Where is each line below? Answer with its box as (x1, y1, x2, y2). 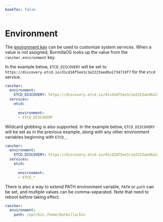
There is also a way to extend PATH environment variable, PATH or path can (5, 184, 154, 190)
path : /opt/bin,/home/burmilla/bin (14, 212, 86, 217)
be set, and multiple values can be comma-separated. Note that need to (5, 189, 149, 194)
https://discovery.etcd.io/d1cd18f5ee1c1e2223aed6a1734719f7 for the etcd (5, 69, 156, 75)
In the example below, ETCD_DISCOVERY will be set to (5, 63, 107, 69)
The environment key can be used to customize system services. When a (5, 44, 152, 50)
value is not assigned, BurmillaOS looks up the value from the (5, 49, 128, 55)
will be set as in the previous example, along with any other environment (5, 129, 149, 135)
